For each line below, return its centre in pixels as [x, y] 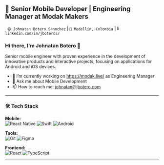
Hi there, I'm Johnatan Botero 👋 [43, 45]
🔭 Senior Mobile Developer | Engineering [68, 9]
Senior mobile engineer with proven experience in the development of [75, 56]
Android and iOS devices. [31, 67]
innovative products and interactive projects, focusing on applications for [79, 62]
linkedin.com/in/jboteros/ [32, 33]
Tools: [11, 133]
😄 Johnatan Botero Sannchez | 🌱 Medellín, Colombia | [61, 29]
